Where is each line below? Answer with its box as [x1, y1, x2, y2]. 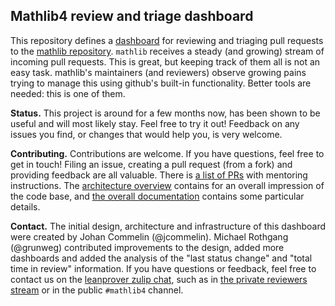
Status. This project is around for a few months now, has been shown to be [10, 107, 321, 119]
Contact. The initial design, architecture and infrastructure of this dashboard [10, 220, 327, 232]
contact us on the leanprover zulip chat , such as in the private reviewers [10, 273, 308, 285]
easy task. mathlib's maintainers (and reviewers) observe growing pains [10, 66, 307, 78]
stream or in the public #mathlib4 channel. [10, 284, 184, 296]
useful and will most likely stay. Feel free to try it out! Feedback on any [10, 117, 300, 129]
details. [10, 200, 41, 213]
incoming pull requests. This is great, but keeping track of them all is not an [10, 55, 321, 68]
